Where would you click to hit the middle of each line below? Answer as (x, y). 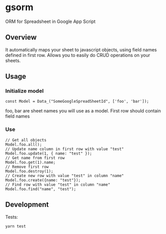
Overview (21, 37)
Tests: (12, 217)
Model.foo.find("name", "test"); (41, 189)
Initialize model (25, 91)
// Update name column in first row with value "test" (65, 149)
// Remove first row (27, 167)
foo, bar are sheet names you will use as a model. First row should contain (83, 111)
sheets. (13, 61)
